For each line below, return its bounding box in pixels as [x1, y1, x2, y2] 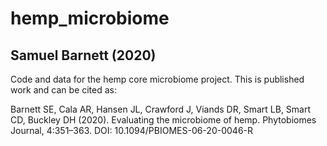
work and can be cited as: [10, 84, 118, 96]
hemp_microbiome [10, 7, 170, 30]
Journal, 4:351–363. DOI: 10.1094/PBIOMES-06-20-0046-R [10, 125, 254, 136]
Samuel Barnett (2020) [10, 47, 157, 64]
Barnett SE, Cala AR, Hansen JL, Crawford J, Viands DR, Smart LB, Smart [10, 103, 312, 115]
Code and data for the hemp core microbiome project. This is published [10, 73, 305, 85]
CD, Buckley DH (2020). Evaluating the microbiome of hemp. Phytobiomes [10, 114, 317, 126]
